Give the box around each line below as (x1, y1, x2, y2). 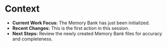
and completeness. (12, 36, 53, 42)
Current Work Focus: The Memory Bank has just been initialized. (12, 20, 150, 26)
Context (5, 3, 40, 15)
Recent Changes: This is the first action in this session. (12, 25, 129, 31)
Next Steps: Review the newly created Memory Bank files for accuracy (12, 30, 162, 36)
